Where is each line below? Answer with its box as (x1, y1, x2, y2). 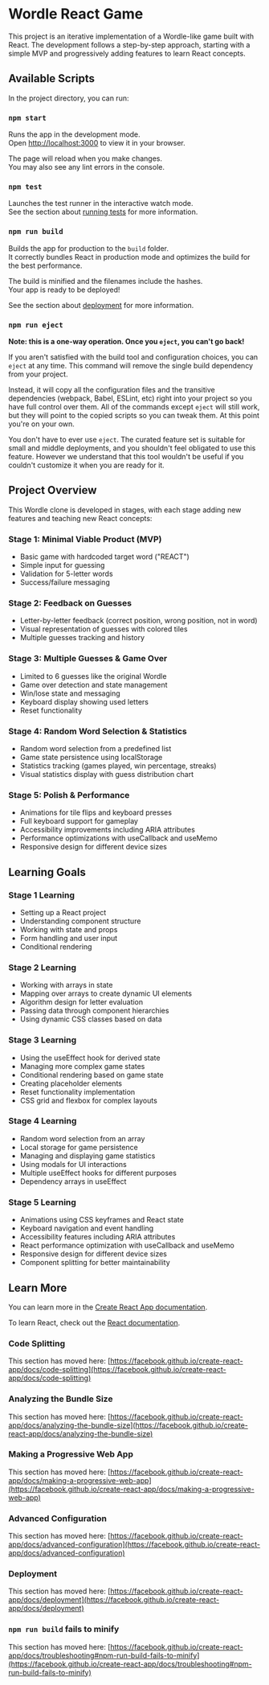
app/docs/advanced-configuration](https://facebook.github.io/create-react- (8, 1539, 261, 1549)
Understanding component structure (19, 916, 141, 926)
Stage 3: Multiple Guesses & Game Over (8, 653, 168, 664)
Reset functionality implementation (19, 1087, 136, 1096)
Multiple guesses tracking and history (19, 633, 145, 643)
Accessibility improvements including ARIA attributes (19, 825, 195, 835)
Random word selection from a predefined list (19, 743, 172, 753)
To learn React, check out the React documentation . (8, 1317, 181, 1327)
